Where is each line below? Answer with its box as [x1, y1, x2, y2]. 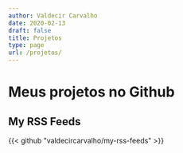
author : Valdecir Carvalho [8, 11, 98, 20]
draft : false [8, 26, 52, 34]
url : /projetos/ [8, 49, 62, 57]
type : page [8, 41, 45, 49]
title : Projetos [8, 33, 62, 42]
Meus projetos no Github [8, 83, 175, 101]
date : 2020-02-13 [8, 19, 66, 27]
